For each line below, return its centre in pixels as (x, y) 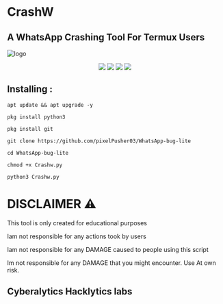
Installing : (30, 89)
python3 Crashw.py (33, 177)
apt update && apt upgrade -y (50, 105)
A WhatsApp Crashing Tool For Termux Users (106, 37)
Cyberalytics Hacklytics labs (70, 292)
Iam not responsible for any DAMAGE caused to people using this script (108, 249)
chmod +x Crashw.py (35, 165)
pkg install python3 (37, 117)
